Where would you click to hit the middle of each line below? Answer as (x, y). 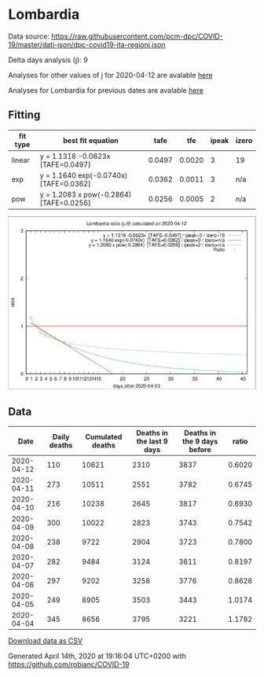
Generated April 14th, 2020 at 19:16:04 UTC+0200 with (97, 656)
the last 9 (152, 441)
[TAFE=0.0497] (65, 164)
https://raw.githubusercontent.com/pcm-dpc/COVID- (137, 36)
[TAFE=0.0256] (65, 203)
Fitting (24, 115)
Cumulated (104, 437)
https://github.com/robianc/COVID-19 (69, 664)
